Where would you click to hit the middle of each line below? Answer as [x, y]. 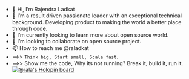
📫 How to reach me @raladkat [50, 48]
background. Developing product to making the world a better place [97, 22]
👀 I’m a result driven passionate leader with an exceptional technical [97, 16]
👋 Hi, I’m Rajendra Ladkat [43, 9]
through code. [30, 28]
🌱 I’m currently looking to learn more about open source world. [90, 35]
